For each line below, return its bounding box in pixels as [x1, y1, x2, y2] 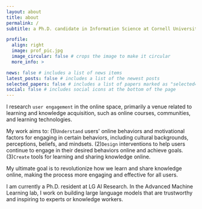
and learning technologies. [6, 116, 73, 123]
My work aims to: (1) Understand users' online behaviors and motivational [6, 128, 185, 135]
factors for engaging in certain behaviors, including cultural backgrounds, [6, 134, 189, 142]
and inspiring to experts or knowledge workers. [6, 196, 123, 203]
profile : [6, 37, 28, 43]
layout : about [6, 8, 42, 15]
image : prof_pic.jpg [11, 48, 63, 54]
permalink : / [6, 20, 39, 26]
